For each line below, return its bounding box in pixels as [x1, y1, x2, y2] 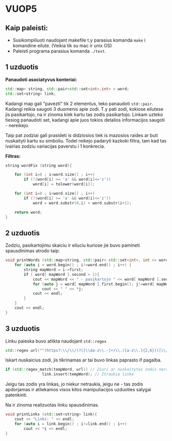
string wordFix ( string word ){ [5, 163, 72, 168]
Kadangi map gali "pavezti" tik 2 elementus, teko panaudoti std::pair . [5, 101, 154, 107]
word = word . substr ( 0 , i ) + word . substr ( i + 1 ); [32, 201, 132, 206]
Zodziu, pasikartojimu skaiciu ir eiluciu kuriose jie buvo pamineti [5, 242, 140, 249]
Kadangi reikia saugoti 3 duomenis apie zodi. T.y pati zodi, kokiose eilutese [5, 106, 164, 112]
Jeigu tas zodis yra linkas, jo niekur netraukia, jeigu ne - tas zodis [5, 381, 143, 387]
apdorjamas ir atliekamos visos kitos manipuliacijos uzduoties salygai [5, 387, 152, 393]
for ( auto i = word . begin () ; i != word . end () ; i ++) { [14, 263, 132, 268]
